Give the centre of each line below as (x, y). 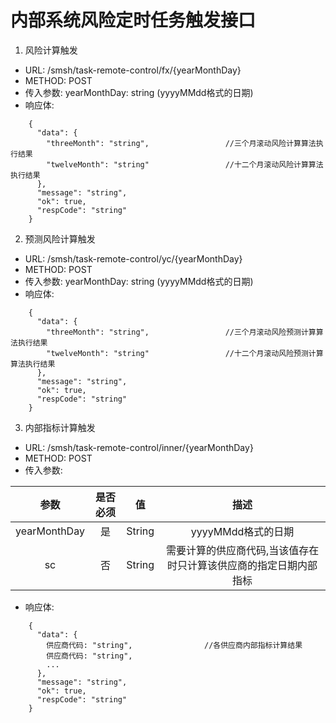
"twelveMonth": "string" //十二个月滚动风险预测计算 (185, 353)
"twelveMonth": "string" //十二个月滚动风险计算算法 (185, 164)
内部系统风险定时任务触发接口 (133, 20)
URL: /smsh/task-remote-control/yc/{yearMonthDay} (133, 258)
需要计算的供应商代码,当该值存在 (242, 550)
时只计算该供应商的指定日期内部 (242, 565)
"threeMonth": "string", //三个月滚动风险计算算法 (181, 143)
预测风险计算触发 (60, 238)
